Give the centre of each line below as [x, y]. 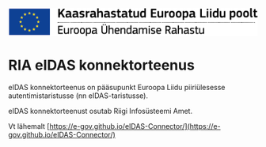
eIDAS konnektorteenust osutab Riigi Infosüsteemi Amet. [100, 111]
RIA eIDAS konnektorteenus [102, 65]
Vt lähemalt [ [29, 126]
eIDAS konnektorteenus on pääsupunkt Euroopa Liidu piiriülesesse [117, 87]
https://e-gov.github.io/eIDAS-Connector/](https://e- [135, 126]
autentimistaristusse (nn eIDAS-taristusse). [78, 96]
